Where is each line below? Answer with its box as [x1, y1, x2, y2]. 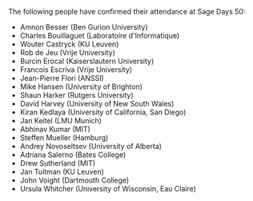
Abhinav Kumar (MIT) [19, 124, 90, 134]
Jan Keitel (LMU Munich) [19, 116, 102, 125]
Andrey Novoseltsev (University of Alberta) [19, 142, 163, 151]
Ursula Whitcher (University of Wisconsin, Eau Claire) [19, 184, 196, 193]
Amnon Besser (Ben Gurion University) [19, 22, 148, 31]
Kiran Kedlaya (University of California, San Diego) [19, 107, 187, 117]
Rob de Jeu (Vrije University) [19, 48, 116, 57]
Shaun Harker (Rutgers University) [19, 90, 134, 99]
